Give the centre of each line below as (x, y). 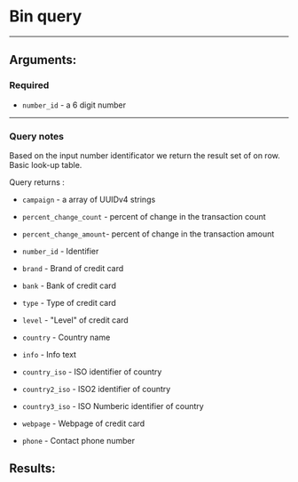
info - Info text (49, 354)
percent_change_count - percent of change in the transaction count (144, 216)
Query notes (37, 136)
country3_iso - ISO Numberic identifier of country (113, 406)
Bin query (46, 16)
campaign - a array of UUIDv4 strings (89, 199)
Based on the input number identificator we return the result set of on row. (145, 155)
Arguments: (43, 60)
